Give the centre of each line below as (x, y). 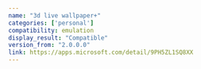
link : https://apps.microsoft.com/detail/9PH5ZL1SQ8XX (101, 52)
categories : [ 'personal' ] (51, 23)
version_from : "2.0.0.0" (49, 45)
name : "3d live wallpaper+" (55, 15)
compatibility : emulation (51, 30)
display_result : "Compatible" (58, 38)
